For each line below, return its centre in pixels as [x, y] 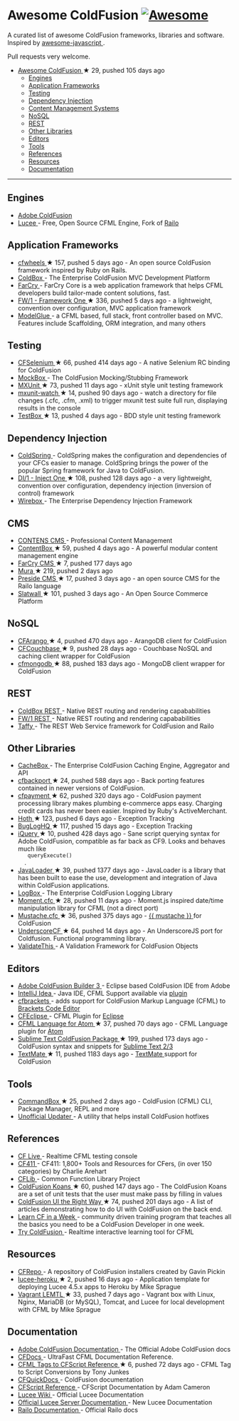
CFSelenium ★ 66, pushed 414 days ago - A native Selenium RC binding [124, 363]
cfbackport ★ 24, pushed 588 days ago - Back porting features [111, 781]
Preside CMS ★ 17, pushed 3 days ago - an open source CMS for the [119, 578]
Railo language [39, 586]
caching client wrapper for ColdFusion [74, 656]
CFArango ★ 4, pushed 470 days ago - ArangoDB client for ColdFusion [122, 641]
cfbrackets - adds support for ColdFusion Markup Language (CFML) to [122, 1001]
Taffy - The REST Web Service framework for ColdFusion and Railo [116, 726]
